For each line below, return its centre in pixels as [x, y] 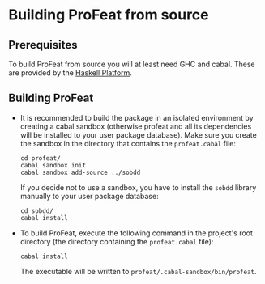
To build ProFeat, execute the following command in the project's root [137, 233]
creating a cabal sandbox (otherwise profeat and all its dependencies [136, 126]
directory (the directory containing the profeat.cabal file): [117, 241]
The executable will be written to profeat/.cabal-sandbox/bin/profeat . [138, 271]
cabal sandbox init [53, 165]
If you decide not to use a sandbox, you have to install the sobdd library [138, 187]
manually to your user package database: [90, 196]
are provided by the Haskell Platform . [70, 73]
